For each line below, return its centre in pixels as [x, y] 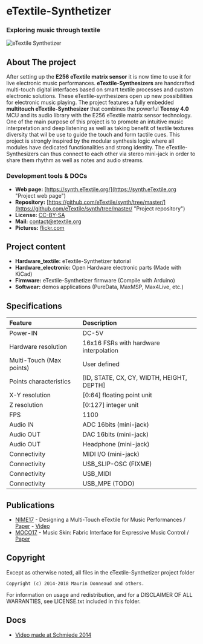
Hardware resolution [38, 347]
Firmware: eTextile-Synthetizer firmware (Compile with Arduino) [95, 281]
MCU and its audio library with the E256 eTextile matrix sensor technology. [99, 115]
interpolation [101, 351]
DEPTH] [94, 385]
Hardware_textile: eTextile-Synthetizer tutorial [73, 261]
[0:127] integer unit [111, 405]
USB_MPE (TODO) [108, 484]
